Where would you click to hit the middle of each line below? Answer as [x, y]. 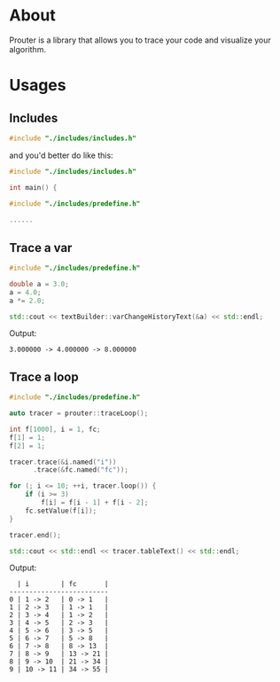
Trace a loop [44, 376]
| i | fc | [63, 584]
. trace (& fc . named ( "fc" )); [80, 470]
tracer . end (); [35, 535]
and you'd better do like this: [61, 155]
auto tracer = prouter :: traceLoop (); [79, 413]
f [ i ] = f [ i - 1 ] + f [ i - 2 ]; [95, 503]
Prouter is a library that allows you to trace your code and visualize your [140, 40]
